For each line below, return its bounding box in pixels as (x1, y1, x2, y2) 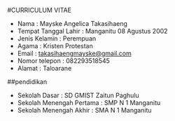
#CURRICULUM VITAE (7, 6, 72, 14)
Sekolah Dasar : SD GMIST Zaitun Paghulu (17, 91, 140, 99)
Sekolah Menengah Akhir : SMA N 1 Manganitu (17, 106, 152, 114)
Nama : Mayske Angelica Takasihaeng (17, 20, 128, 27)
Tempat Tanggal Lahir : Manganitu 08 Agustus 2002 (17, 27, 168, 35)
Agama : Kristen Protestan (17, 42, 93, 50)
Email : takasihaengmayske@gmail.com (17, 49, 132, 57)
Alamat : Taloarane (17, 64, 72, 72)
